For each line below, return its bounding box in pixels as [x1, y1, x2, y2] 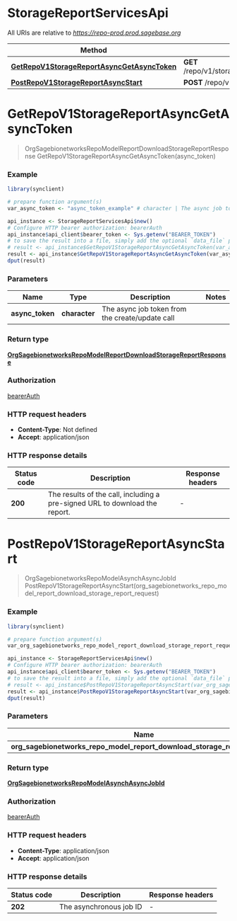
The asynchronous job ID [59, 901, 142, 911]
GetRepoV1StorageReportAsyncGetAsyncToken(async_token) [37, 151, 217, 160]
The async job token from [102, 304, 187, 314]
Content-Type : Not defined [17, 425, 97, 434]
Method [80, 45, 107, 55]
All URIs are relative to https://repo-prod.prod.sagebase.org [7, 28, 181, 37]
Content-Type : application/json [17, 846, 109, 854]
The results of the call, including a [48, 490, 160, 500]
